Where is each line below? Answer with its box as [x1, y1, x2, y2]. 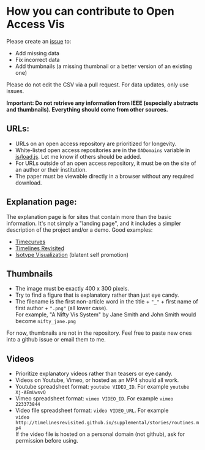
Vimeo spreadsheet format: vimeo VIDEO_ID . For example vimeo [15, 395, 174, 402]
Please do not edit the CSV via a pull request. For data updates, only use [6, 81, 189, 88]
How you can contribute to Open [6, 4, 174, 18]
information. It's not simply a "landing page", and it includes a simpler [6, 219, 182, 227]
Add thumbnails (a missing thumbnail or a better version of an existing [15, 63, 192, 70]
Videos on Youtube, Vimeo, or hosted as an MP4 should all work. [15, 376, 179, 384]
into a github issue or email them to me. [6, 336, 106, 343]
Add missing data [15, 49, 60, 56]
